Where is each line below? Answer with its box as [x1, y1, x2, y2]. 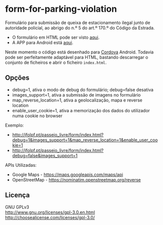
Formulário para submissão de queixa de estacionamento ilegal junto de [5, 20, 150, 25]
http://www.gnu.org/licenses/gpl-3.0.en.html [5, 209, 95, 215]
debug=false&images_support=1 [12, 152, 78, 158]
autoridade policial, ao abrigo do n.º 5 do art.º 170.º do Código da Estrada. [5, 25, 155, 30]
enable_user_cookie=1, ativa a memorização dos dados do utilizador [12, 107, 150, 113]
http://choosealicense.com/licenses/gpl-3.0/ [5, 214, 95, 220]
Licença [5, 191, 30, 200]
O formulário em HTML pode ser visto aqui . [12, 34, 100, 40]
